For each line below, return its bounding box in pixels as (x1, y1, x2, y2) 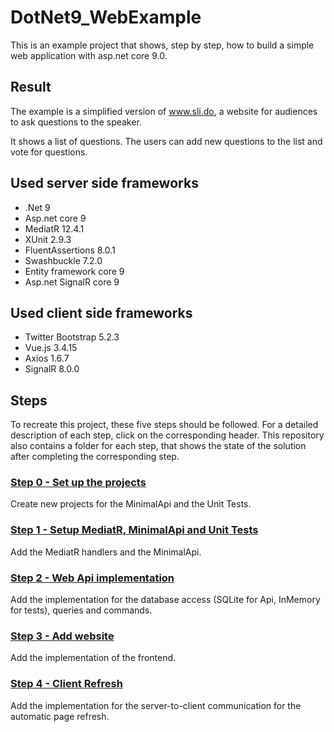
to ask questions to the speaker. (10, 116, 142, 128)
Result (10, 79, 52, 96)
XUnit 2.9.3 (24, 233, 72, 245)
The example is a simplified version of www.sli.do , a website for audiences (10, 105, 318, 117)
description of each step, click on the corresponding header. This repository (10, 429, 325, 441)
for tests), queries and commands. (10, 604, 153, 616)
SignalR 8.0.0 (24, 363, 80, 375)
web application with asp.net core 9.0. (10, 49, 168, 61)
